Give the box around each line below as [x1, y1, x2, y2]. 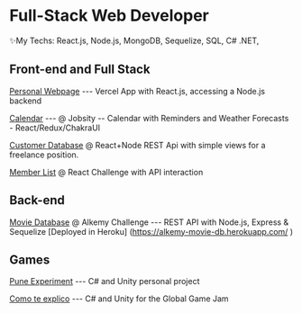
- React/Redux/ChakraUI [9, 122, 101, 133]
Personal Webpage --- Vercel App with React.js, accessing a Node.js [9, 85, 266, 96]
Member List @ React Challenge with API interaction [9, 166, 204, 177]
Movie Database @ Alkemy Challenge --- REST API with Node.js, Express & [9, 217, 289, 228]
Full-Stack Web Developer [9, 5, 209, 26]
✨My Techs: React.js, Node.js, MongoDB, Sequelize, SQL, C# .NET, [9, 35, 260, 46]
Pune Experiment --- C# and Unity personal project [9, 276, 200, 287]
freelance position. [9, 149, 79, 160]
